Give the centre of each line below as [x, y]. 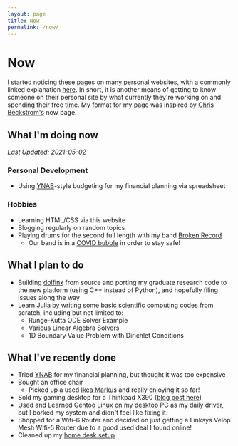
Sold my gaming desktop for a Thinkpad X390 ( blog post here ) [109, 398]
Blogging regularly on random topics [71, 227]
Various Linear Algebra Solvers [74, 328]
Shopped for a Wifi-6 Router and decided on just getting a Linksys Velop [124, 420]
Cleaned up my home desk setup [66, 435]
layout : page [27, 14]
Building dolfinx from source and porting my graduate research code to [122, 282]
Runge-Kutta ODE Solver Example [78, 320]
